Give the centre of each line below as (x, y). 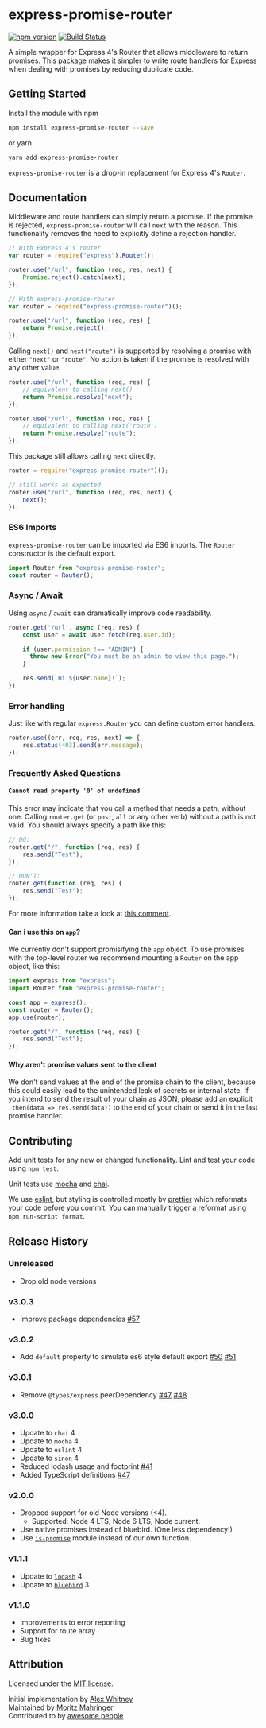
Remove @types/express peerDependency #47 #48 (103, 1395)
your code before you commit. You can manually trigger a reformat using (127, 1208)
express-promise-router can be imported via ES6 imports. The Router (122, 544)
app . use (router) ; (37, 1017)
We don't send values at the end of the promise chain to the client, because (132, 1082)
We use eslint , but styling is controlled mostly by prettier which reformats (128, 1199)
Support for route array (58, 1630)
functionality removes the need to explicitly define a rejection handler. (122, 234)
